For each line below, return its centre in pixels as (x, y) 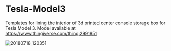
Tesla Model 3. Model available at (40, 28)
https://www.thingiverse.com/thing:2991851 (51, 33)
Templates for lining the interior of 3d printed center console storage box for (86, 23)
